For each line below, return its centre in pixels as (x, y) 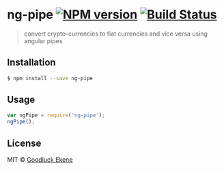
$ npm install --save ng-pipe (50, 78)
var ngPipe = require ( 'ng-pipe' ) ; (56, 116)
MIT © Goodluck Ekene (40, 160)
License (24, 143)
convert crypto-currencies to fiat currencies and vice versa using (116, 34)
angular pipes (43, 40)
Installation (31, 63)
